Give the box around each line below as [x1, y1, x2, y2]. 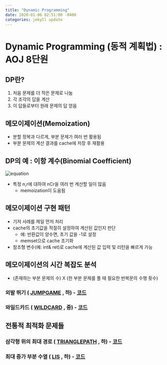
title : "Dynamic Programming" [5, 7, 70, 13]
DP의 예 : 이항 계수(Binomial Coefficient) [5, 157, 132, 165]
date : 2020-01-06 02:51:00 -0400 [5, 12, 77, 17]
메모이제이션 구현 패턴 [5, 204, 70, 212]
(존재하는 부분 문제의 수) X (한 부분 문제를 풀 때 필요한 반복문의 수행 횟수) [12, 275, 158, 281]
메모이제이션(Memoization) [5, 119, 90, 128]
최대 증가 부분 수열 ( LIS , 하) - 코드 [5, 353, 85, 360]
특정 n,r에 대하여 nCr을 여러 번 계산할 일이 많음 [12, 181, 106, 187]
